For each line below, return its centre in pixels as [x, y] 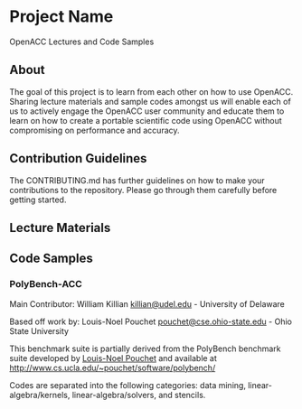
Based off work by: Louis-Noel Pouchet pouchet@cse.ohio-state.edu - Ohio [151, 321]
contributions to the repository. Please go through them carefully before [143, 190]
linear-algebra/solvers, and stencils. [139, 395]
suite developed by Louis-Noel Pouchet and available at [113, 358]
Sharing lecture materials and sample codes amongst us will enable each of [150, 101]
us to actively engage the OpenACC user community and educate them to [147, 111]
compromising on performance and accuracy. [94, 130]
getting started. [38, 200]
